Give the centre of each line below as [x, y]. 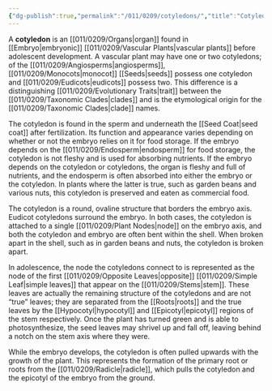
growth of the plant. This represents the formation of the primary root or [128, 360]
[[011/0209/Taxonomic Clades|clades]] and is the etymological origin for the [135, 99]
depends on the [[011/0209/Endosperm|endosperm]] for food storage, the [132, 149]
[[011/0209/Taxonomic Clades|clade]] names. [84, 108]
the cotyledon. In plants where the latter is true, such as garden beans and [132, 184]
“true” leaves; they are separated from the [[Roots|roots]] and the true [125, 302]
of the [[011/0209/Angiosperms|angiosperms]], [87, 65]
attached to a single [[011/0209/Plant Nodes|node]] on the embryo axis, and [135, 226]
